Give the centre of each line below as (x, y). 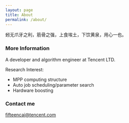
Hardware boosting (33, 90)
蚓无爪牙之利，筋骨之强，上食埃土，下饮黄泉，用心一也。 (66, 35)
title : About (19, 15)
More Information (27, 48)
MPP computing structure (40, 79)
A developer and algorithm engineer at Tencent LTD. (60, 59)
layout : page (19, 10)
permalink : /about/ (26, 19)
